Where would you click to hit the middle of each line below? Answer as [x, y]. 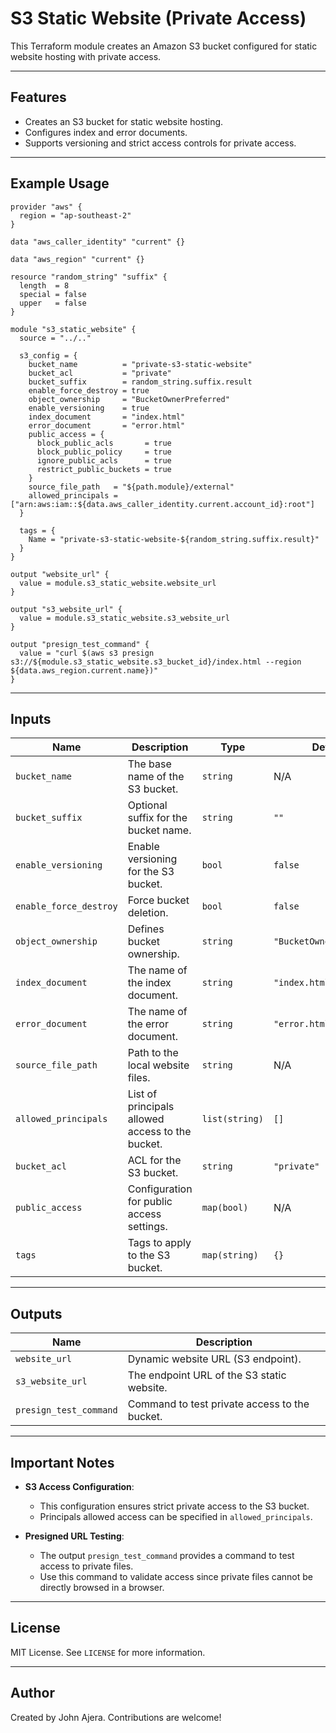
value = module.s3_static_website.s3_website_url [124, 618]
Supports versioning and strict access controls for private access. [160, 143]
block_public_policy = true [104, 452]
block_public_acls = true [104, 443]
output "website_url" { [60, 574]
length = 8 [44, 285]
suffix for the [157, 818]
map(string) [230, 1255]
